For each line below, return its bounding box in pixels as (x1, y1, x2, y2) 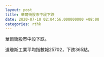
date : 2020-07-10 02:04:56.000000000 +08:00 (5, 17, 99, 22)
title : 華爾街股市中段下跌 (5, 12, 55, 17)
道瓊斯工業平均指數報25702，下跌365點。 (5, 46, 92, 53)
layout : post (5, 7, 32, 13)
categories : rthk (5, 21, 41, 27)
